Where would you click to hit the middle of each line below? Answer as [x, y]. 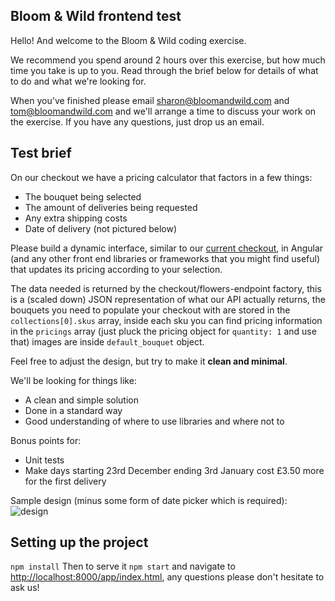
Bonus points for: [46, 440]
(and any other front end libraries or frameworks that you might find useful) [165, 258]
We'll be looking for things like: [73, 380]
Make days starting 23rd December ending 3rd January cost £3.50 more [174, 470]
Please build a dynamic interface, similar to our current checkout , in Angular [167, 248]
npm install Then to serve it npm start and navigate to [123, 566]
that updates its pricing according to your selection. [116, 269]
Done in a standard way [73, 410]
